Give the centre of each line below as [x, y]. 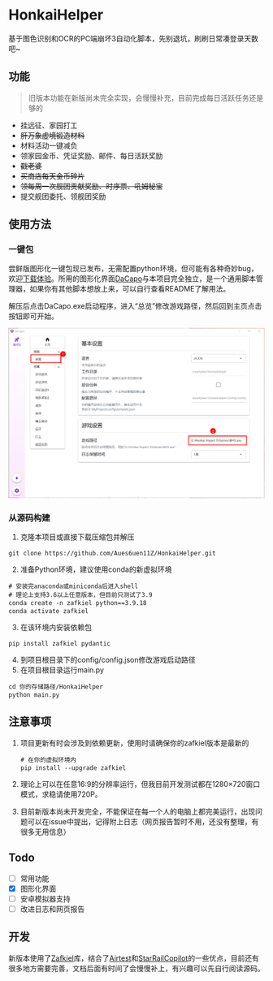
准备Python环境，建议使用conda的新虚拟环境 [96, 569]
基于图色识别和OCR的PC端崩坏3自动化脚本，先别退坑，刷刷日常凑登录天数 [133, 38]
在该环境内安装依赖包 [56, 627]
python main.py [34, 695]
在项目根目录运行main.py [62, 670]
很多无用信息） [45, 832]
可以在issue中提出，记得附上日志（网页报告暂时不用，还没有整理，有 [143, 821]
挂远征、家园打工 [49, 125]
